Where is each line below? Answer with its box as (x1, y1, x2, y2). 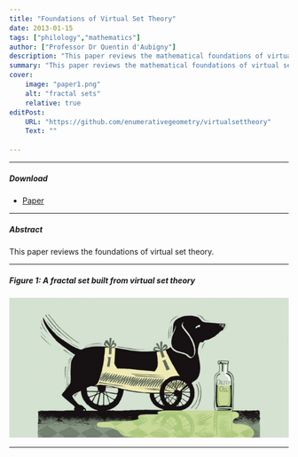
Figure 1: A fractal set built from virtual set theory (9, 275, 196, 286)
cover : (9, 71, 34, 80)
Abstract (9, 224, 43, 234)
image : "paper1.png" (25, 80, 101, 89)
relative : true (25, 98, 82, 107)
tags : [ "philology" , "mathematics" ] (9, 33, 141, 42)
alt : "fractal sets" (25, 89, 101, 98)
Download (9, 173, 49, 184)
